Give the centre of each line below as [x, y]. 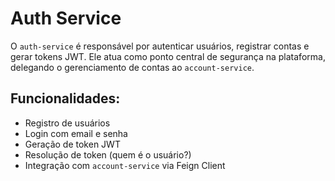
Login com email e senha [76, 133]
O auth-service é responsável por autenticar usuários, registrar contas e [160, 46]
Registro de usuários [67, 123]
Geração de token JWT [72, 144]
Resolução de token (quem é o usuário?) [108, 154]
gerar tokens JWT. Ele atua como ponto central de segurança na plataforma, [168, 56]
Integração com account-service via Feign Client [125, 165]
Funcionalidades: [65, 98]
